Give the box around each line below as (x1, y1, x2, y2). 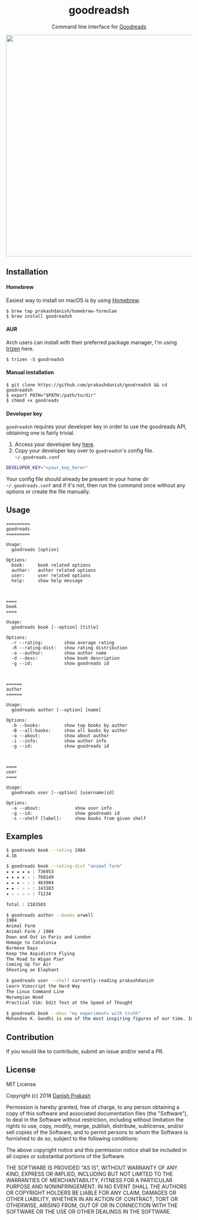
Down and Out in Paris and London (6, 934, 91, 940)
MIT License (6, 1081, 37, 1088)
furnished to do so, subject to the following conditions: (6, 1135, 138, 1142)
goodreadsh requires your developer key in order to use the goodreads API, (6, 423, 187, 430)
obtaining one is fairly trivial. (6, 430, 75, 437)
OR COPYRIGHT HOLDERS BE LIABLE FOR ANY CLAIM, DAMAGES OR (6, 1189, 177, 1196)
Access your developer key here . (14, 441, 95, 448)
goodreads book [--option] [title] (11, 624, 99, 630)
